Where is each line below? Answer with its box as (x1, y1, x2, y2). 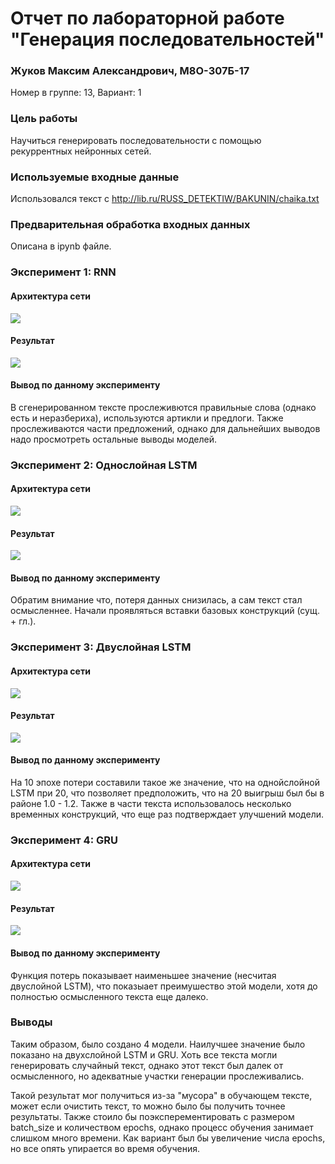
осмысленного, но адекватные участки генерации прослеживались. (10, 1070, 305, 1082)
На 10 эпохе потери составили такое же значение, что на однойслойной (10, 776, 320, 788)
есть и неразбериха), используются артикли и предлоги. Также (10, 412, 284, 424)
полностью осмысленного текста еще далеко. (10, 990, 209, 1002)
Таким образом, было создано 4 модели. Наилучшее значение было (10, 1038, 306, 1050)
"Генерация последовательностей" (10, 28, 325, 51)
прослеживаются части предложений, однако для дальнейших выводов (10, 422, 321, 434)
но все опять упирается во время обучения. (10, 1142, 201, 1154)
